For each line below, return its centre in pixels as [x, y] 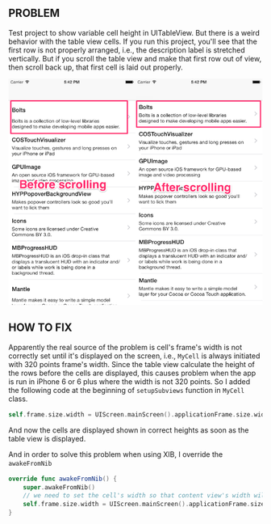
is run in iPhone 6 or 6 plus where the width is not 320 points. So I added [129, 381]
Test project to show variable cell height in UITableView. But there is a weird [134, 32]
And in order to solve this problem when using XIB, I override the [116, 454]
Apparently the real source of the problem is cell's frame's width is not [125, 347]
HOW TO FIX [40, 328]
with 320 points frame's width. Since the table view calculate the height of [132, 364]
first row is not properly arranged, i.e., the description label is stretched [127, 50]
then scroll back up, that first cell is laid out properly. [96, 67]
